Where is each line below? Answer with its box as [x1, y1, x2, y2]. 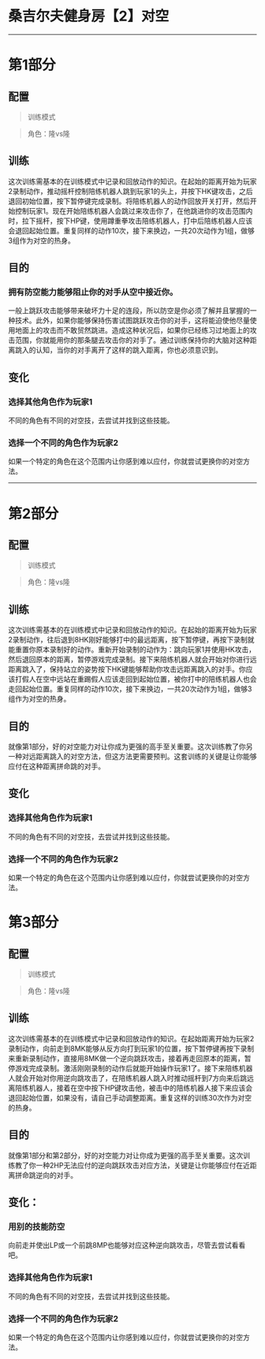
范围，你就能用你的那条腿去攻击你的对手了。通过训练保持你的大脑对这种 [14, 336, 250, 345]
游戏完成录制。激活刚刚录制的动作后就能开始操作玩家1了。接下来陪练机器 [14, 1063, 253, 1073]
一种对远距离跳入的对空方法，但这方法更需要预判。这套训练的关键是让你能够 [8, 752, 257, 761]
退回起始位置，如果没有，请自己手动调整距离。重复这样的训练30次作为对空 [8, 1093, 252, 1102]
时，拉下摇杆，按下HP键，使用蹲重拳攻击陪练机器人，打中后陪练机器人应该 [8, 216, 253, 225]
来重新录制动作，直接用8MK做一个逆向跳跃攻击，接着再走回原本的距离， [8, 1053, 244, 1063]
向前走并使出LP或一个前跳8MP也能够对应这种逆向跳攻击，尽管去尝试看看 [8, 1241, 246, 1250]
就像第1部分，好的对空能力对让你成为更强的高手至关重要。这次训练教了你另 [8, 742, 253, 751]
